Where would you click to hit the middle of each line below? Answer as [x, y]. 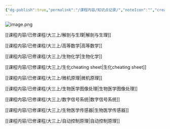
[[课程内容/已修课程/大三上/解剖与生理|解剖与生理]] [58, 35]
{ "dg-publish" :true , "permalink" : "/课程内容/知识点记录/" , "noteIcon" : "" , [80, 10]
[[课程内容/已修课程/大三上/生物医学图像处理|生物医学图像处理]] [72, 89]
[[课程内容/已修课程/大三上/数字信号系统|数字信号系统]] [63, 99]
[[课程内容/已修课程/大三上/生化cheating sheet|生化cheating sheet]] [76, 67]
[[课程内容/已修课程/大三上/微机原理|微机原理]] [54, 78]
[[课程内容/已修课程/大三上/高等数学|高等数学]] [54, 46]
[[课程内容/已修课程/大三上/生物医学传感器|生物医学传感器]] [67, 110]
